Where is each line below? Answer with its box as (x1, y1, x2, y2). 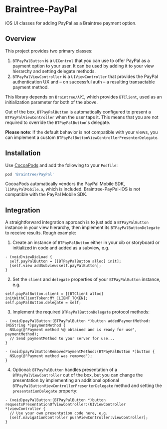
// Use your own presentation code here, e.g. (9, 411, 108, 416)
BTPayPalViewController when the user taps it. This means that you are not (5, 114, 159, 120)
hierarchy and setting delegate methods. (12, 68, 96, 74)
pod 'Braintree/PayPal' (5, 171, 55, 177)
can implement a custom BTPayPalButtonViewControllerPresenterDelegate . (5, 134, 159, 140)
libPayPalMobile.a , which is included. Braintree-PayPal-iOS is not (5, 186, 141, 192)
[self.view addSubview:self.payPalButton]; (9, 263, 101, 268)
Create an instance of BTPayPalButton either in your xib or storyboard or (12, 239, 160, 245)
